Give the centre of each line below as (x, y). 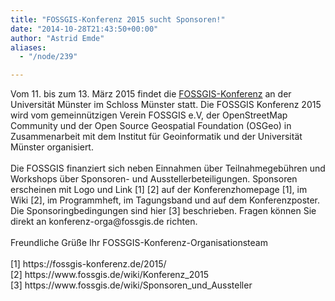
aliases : (28, 47)
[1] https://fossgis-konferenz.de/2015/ (88, 264)
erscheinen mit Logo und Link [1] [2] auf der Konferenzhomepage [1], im (159, 190)
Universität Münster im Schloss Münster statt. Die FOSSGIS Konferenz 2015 (166, 105)
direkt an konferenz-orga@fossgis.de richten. (104, 222)
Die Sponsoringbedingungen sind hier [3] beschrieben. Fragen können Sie (163, 211)
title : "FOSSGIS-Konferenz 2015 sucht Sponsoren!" (118, 19)
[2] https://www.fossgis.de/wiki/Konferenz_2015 (110, 275)
